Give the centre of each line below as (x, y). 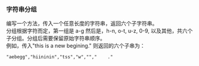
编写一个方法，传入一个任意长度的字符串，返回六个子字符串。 (82, 23)
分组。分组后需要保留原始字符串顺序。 (58, 38)
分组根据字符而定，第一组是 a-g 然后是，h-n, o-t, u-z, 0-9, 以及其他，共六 (97, 31)
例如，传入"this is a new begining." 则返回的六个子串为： (76, 46)
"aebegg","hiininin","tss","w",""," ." (60, 57)
